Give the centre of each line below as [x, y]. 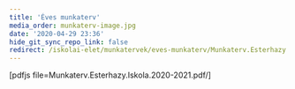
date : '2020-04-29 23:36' [57, 33]
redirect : [27, 50]
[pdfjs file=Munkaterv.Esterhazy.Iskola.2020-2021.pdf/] [110, 75]
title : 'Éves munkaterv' [55, 17]
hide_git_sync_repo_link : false [68, 42]
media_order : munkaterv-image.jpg [73, 26]
